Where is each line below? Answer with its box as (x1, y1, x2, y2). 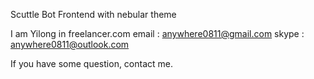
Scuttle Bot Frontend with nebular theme (10, 9, 177, 20)
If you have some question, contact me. (10, 58, 174, 69)
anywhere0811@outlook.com (10, 39, 130, 50)
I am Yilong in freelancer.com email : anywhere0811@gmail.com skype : (10, 28, 305, 39)
